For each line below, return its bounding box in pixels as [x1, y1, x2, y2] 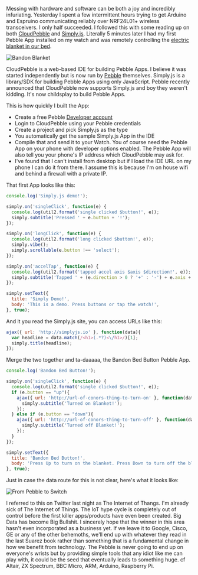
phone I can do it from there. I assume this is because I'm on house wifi [14, 164, 189, 171]
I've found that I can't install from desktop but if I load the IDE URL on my [14, 158, 192, 164]
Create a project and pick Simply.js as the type [14, 126, 128, 133]
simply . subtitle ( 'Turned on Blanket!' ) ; [21, 400, 123, 407]
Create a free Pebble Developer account [14, 113, 113, 121]
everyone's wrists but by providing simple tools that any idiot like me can [6, 550, 183, 557]
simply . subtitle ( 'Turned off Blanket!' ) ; [21, 423, 126, 428]
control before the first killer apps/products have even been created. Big [6, 512, 181, 519]
